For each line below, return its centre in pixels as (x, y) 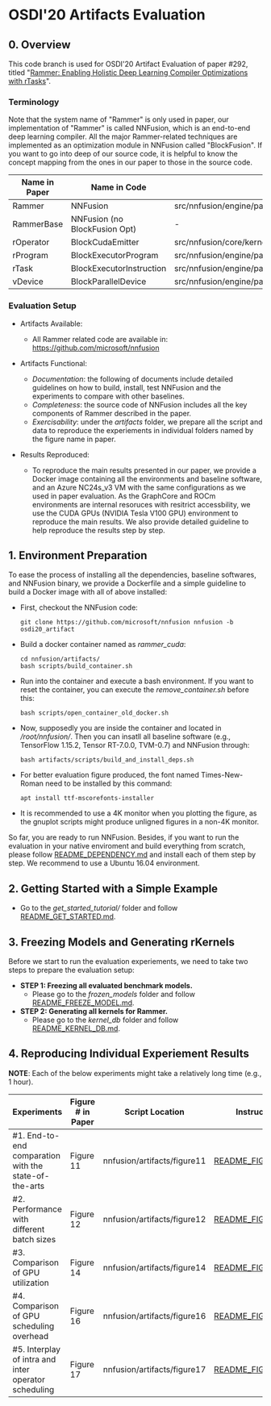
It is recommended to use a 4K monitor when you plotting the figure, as (138, 813)
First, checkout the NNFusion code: (79, 607)
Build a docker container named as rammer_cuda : (103, 645)
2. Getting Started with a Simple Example (113, 889)
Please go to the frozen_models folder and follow (114, 995)
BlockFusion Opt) (104, 229)
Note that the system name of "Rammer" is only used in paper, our (119, 119)
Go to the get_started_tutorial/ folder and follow (99, 908)
